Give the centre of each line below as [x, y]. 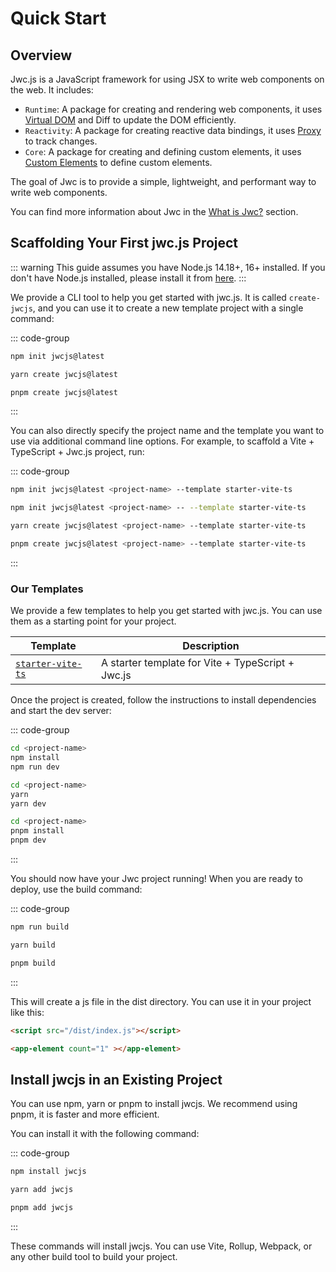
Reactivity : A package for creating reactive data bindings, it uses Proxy [173, 130]
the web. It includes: [52, 90]
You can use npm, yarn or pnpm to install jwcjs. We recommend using [154, 1104]
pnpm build [33, 963]
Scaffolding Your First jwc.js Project [124, 243]
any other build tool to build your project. [94, 1256]
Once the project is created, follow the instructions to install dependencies [163, 700]
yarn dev [28, 803]
